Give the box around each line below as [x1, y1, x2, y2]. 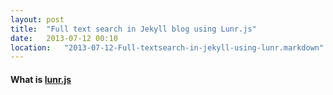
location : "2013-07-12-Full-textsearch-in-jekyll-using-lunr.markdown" [10, 42, 325, 53]
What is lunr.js [10, 73, 72, 85]
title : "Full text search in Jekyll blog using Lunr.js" [10, 24, 257, 34]
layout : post [10, 14, 65, 25]
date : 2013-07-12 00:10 [10, 33, 118, 43]
